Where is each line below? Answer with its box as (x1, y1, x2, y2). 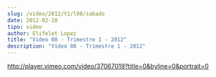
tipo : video (7, 23, 42, 30)
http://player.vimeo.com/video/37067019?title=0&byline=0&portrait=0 (7, 62, 209, 70)
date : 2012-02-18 (7, 17, 58, 24)
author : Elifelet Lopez (7, 29, 77, 37)
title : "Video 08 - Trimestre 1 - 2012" (7, 36, 128, 43)
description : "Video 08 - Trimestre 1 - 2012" (7, 43, 146, 50)
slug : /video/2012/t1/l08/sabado (7, 10, 105, 17)
